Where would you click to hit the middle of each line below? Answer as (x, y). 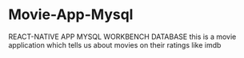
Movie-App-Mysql (71, 15)
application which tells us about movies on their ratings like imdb (115, 44)
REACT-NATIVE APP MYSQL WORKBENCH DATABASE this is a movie (122, 37)
